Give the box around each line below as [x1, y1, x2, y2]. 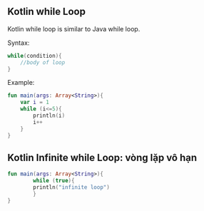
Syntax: [7, 38, 30, 47]
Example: [7, 78, 35, 87]
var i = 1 [20, 99, 50, 106]
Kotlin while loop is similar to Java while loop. [7, 24, 141, 33]
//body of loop [20, 58, 66, 66]
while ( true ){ [33, 177, 75, 185]
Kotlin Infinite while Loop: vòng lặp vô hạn [7, 151, 198, 163]
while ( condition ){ [7, 52, 62, 59]
